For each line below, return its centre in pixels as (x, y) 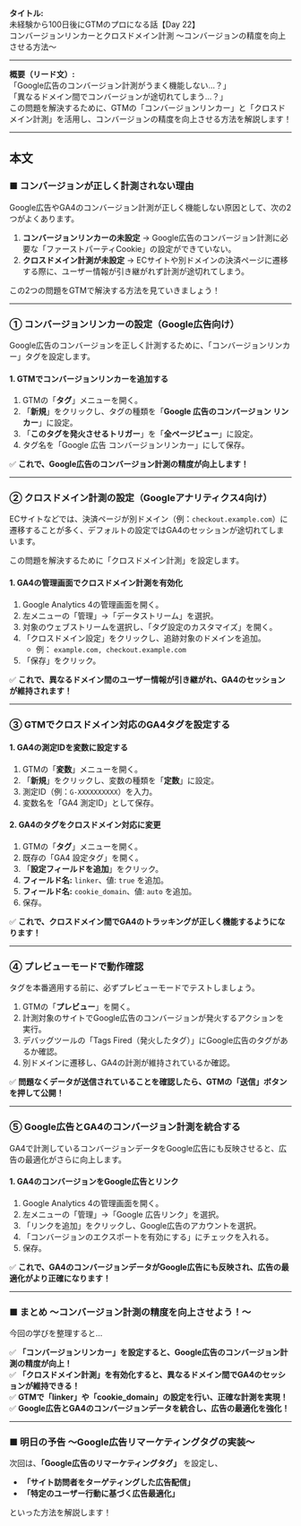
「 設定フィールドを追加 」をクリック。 (93, 869)
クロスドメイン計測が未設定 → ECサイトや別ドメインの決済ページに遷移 (155, 260)
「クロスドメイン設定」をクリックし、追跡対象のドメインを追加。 (144, 638)
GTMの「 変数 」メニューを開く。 (82, 769)
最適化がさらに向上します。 (76, 1160)
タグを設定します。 (60, 356)
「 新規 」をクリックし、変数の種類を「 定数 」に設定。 (120, 780)
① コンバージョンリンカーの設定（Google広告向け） (125, 323)
